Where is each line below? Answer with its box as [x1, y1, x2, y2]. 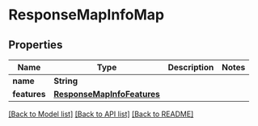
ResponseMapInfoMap [8, 6, 165, 24]
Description [167, 62, 214, 73]
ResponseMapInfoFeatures [53, 89, 160, 99]
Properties [8, 38, 63, 52]
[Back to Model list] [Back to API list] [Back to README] [8, 109, 194, 119]
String [53, 75, 78, 86]
